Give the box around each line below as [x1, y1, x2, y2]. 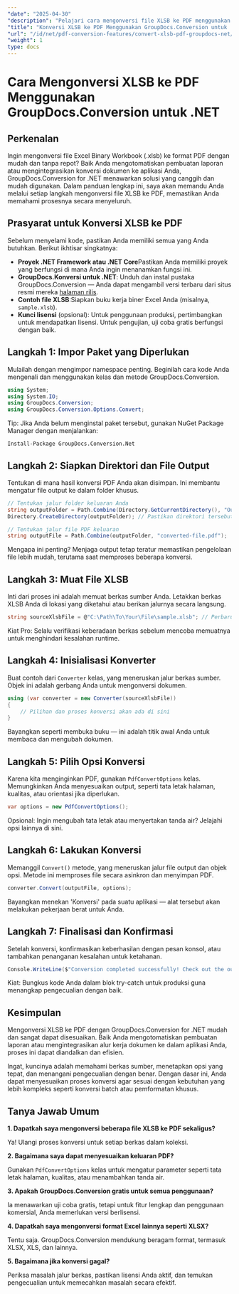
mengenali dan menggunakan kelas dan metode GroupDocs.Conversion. [7, 373, 220, 381]
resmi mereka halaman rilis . [17, 287, 98, 296]
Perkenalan [7, 132, 59, 144]
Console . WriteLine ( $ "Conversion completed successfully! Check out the [7, 966, 224, 973]
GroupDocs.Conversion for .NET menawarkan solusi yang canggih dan [7, 174, 215, 182]
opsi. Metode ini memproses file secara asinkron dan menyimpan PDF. [7, 870, 214, 879]
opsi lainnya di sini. [7, 824, 63, 832]
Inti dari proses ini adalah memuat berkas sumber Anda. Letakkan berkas [7, 592, 222, 601]
